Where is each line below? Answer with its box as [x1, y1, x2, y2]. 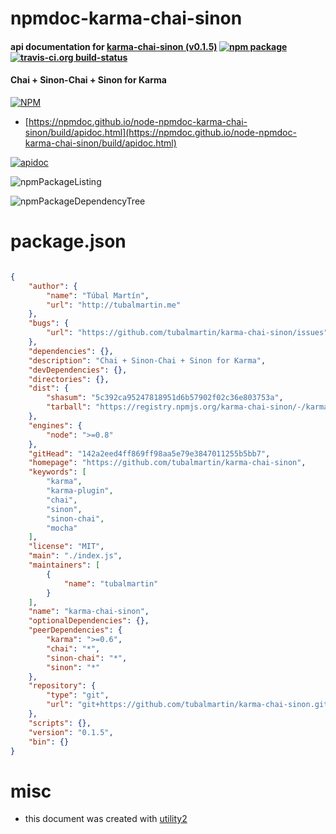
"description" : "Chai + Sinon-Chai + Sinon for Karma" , [28, 355, 267, 366]
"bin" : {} [28, 737, 70, 747]
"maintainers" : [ [28, 560, 101, 571]
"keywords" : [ [28, 467, 87, 477]
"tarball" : [46, 402, 92, 412]
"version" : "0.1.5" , [28, 727, 114, 737]
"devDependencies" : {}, [28, 365, 128, 375]
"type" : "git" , [46, 690, 110, 701]
